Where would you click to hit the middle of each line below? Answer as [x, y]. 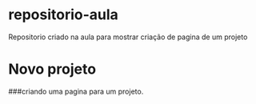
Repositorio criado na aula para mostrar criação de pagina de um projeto [128, 37]
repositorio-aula [63, 15]
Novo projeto [52, 69]
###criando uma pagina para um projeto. [76, 91]
